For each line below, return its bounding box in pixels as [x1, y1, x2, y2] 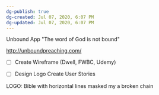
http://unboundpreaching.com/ [6, 47, 82, 54]
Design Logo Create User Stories [14, 70, 96, 77]
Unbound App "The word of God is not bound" [6, 36, 120, 43]
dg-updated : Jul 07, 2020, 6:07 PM [6, 19, 94, 25]
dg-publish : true [6, 8, 49, 15]
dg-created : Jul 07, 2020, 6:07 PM [6, 14, 94, 20]
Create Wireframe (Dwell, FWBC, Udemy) [14, 58, 116, 65]
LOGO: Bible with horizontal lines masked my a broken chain [6, 82, 154, 89]
